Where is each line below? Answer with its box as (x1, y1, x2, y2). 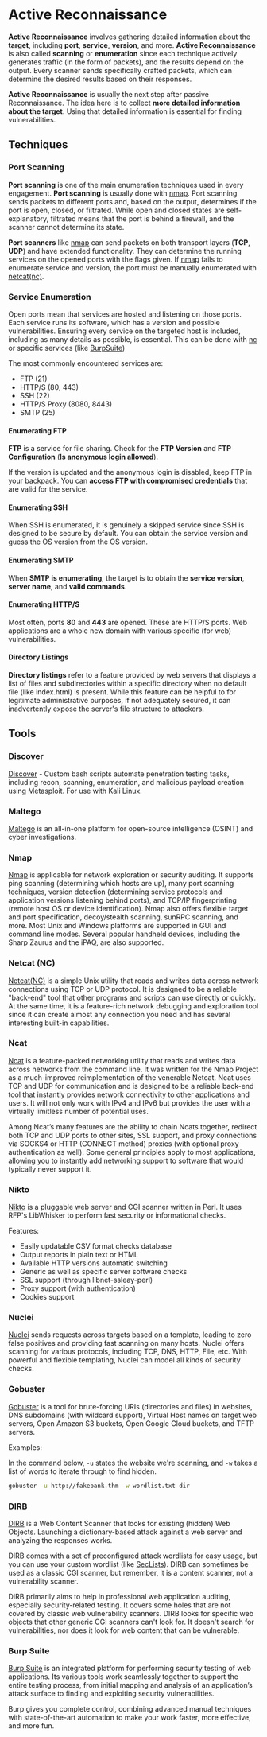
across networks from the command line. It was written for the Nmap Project (8, 1064, 259, 1074)
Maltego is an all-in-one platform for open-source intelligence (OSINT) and (8, 823, 253, 833)
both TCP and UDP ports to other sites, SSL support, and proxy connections (8, 1130, 257, 1140)
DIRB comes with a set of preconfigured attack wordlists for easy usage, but (8, 1551, 258, 1560)
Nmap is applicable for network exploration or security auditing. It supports (8, 870, 254, 880)
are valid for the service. (8, 484, 88, 494)
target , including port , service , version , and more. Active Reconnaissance (8, 40, 256, 49)
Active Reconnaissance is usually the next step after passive (8, 89, 209, 99)
